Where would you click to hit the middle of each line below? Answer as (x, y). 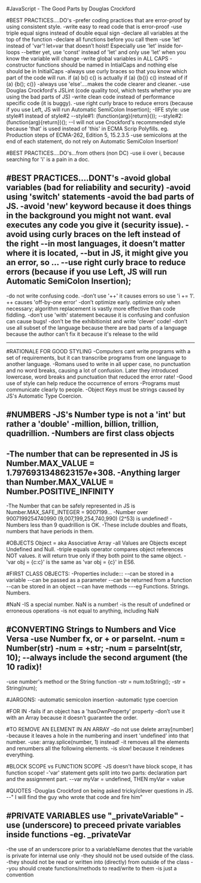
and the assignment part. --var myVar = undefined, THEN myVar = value (96, 779)
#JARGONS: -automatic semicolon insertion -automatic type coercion (92, 699)
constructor (21, 65)
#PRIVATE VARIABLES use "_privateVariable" (92, 816)
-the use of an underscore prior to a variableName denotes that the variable (100, 849)
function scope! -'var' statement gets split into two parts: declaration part (97, 773)
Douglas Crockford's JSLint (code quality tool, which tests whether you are (99, 90)
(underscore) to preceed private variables (101, 825)
